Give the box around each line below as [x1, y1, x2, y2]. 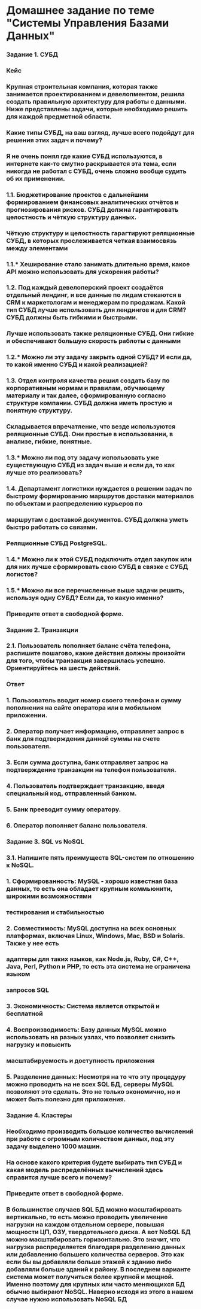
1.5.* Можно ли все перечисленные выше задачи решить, [6, 586, 185, 594]
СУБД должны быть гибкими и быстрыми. [6, 313, 138, 322]
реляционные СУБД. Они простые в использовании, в [6, 430, 173, 439]
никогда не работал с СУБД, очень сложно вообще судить [6, 167, 187, 175]
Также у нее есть [6, 939, 59, 947]
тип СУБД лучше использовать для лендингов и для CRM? [6, 306, 187, 314]
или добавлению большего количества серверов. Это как [6, 1250, 184, 1258]
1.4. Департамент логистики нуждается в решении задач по [6, 485, 193, 493]
